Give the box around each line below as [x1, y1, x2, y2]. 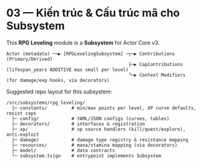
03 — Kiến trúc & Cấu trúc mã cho [6, 6, 180, 20]
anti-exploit [6, 131, 39, 138]
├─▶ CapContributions [128, 61, 183, 67]
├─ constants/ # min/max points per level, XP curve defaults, [12, 105, 197, 111]
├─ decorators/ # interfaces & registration [12, 121, 146, 127]
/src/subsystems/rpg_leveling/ [6, 99, 86, 106]
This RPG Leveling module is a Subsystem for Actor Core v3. [6, 39, 160, 46]
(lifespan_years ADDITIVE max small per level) [6, 67, 129, 73]
